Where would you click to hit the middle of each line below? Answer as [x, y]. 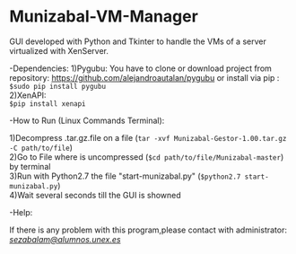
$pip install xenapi [48, 104]
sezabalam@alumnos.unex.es [65, 239]
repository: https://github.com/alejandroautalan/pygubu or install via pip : [144, 77]
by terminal [30, 166]
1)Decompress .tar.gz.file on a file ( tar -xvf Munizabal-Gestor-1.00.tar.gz [148, 137]
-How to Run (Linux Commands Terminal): [87, 120]
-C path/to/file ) [41, 147]
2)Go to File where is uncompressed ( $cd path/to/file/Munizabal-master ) [147, 157]
